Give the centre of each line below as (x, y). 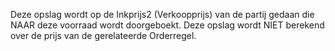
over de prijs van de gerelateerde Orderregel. (103, 35)
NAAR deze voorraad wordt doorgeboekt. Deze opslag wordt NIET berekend (167, 25)
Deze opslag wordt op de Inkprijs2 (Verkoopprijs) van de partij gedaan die (162, 14)
